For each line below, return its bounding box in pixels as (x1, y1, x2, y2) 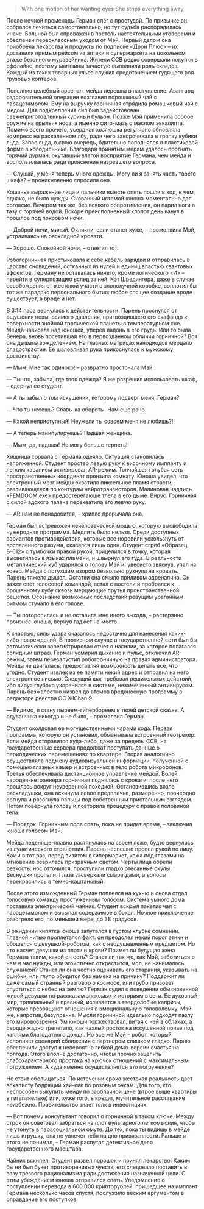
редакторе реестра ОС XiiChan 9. (6, 695, 94, 701)
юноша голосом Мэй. (6, 827, 63, 834)
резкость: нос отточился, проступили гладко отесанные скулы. (6, 865, 172, 872)
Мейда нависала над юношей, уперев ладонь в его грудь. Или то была (6, 326, 191, 333)
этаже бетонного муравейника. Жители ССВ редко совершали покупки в (6, 56, 198, 63)
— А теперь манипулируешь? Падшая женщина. (6, 430, 132, 436)
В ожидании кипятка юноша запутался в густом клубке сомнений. (6, 927, 180, 934)
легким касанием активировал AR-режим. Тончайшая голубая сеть (6, 466, 183, 473)
